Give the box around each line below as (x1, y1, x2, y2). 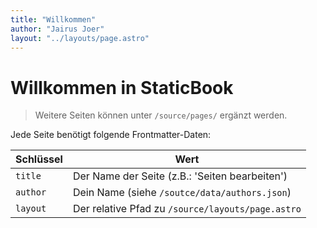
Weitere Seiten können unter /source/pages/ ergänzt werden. (34, 109, 288, 121)
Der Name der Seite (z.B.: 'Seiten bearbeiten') (72, 169, 288, 183)
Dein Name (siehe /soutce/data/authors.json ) (72, 186, 292, 200)
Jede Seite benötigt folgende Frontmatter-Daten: (10, 129, 212, 141)
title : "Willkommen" (10, 14, 97, 25)
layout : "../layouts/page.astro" (10, 33, 150, 43)
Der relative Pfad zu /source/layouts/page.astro (72, 202, 302, 216)
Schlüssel (15, 152, 63, 166)
